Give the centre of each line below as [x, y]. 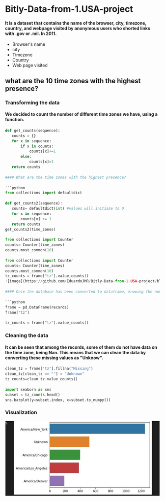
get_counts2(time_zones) [30, 229]
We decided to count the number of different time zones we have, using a [82, 114]
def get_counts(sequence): [33, 131]
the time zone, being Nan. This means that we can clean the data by [76, 352]
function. [15, 120]
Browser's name [29, 44]
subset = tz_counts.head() [33, 395]
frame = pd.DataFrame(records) [37, 307]
